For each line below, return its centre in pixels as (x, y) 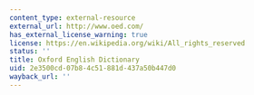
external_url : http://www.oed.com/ (77, 26)
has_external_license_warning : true (78, 34)
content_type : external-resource (73, 18)
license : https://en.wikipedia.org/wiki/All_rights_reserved (127, 43)
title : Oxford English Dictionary (75, 60)
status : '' (30, 52)
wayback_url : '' (40, 77)
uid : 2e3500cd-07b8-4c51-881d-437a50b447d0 (93, 69)
